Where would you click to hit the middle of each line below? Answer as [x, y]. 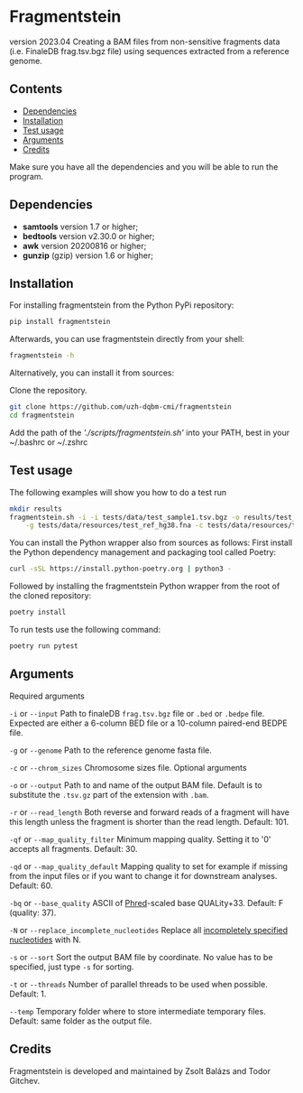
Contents [36, 89]
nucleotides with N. [45, 940]
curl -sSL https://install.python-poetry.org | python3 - [120, 569]
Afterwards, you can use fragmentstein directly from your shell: [127, 339]
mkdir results [36, 509]
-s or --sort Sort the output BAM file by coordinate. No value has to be [141, 957]
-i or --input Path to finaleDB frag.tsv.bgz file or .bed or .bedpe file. [137, 713]
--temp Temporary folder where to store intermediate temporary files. [138, 1011]
